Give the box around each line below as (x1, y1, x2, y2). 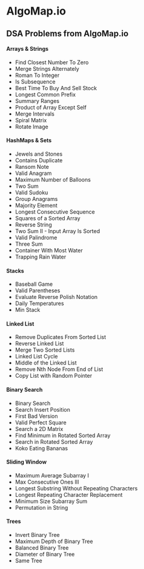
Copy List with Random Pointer (15, 372, 93, 380)
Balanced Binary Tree (15, 544, 69, 551)
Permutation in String (15, 504, 68, 511)
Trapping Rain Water (15, 253, 67, 260)
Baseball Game (15, 280, 53, 288)
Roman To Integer (15, 71, 60, 79)
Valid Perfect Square (15, 419, 67, 426)
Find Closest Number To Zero (15, 59, 89, 66)
